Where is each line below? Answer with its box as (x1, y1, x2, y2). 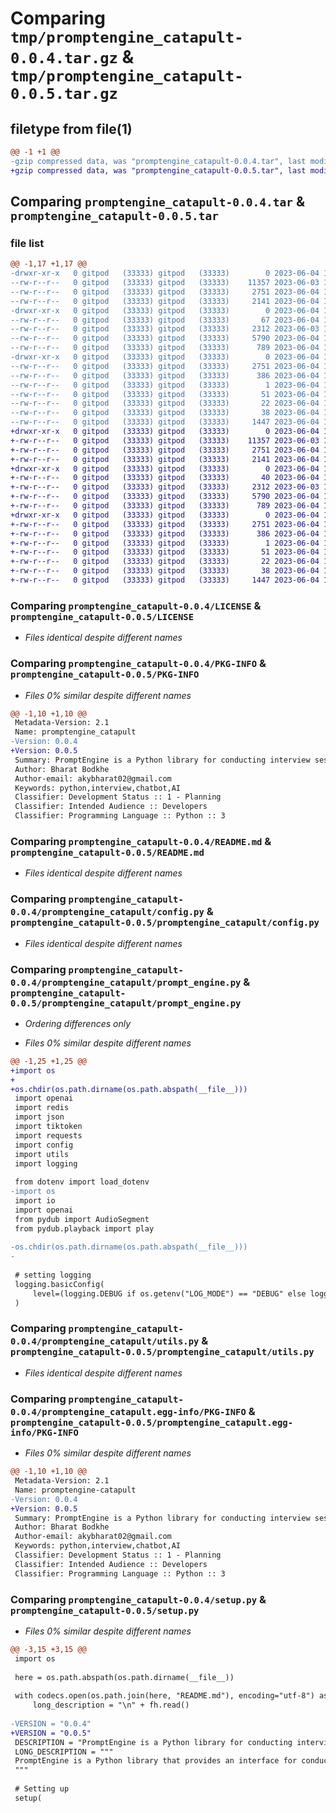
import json (14, 1112, 65, 1122)
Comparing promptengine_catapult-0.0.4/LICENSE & (10, 598, 262, 612)
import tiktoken (14, 1122, 83, 1132)
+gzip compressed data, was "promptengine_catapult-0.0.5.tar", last (10, 165, 307, 176)
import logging (14, 1158, 78, 1169)
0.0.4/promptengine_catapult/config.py (10, 907, 205, 918)
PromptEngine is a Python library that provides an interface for (14, 1756, 298, 1766)
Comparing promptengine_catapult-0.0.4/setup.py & (10, 1592, 267, 1606)
